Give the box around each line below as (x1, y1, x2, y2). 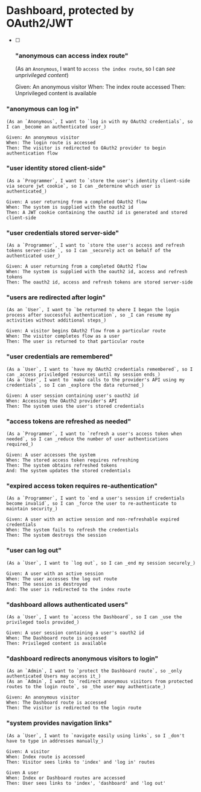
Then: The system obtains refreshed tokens (6, 463, 118, 469)
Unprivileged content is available (14, 90, 97, 97)
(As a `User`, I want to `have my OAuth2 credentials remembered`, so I (6, 366, 193, 372)
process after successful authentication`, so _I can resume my (6, 312, 171, 318)
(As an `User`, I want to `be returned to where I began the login (6, 307, 180, 313)
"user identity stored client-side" (6, 164, 106, 173)
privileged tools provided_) (6, 619, 80, 625)
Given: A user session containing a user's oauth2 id (6, 630, 145, 636)
